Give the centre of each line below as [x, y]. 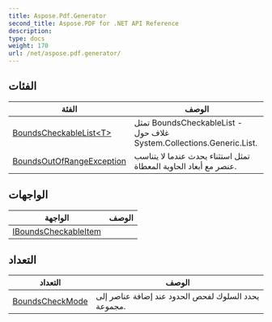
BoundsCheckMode [50, 302]
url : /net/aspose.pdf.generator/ [65, 53]
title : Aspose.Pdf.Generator [57, 16]
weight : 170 [28, 46]
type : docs [27, 38]
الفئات [23, 86]
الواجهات [28, 195]
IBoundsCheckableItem [57, 231]
